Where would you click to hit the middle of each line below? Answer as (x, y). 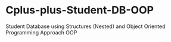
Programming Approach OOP (41, 32)
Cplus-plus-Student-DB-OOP (80, 10)
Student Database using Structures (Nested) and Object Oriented (85, 26)
